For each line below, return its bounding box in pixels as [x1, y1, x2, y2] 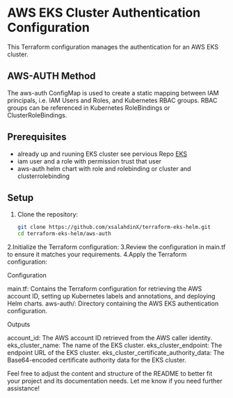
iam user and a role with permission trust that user [17, 157, 162, 165]
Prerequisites [7, 131, 67, 143]
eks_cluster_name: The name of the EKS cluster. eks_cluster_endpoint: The [7, 341, 223, 349]
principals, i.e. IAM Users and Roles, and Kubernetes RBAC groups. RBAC [7, 96, 218, 104]
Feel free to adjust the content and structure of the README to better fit [7, 369, 213, 378]
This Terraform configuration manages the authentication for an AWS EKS [7, 42, 219, 51]
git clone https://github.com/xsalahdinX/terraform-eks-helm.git [17, 224, 211, 231]
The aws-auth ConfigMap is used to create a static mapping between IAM [7, 88, 219, 97]
